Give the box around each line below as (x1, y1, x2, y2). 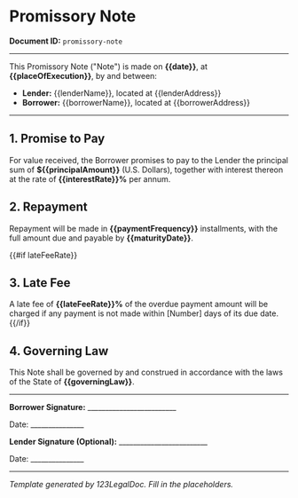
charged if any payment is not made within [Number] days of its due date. (9, 308, 279, 319)
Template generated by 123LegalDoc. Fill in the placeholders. (9, 479, 233, 490)
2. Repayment (9, 200, 88, 215)
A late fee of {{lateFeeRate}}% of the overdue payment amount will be (9, 299, 269, 310)
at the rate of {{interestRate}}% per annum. (9, 173, 171, 184)
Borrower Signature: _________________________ (9, 402, 176, 413)
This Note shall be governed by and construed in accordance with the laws (9, 367, 284, 378)
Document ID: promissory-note (9, 36, 122, 46)
